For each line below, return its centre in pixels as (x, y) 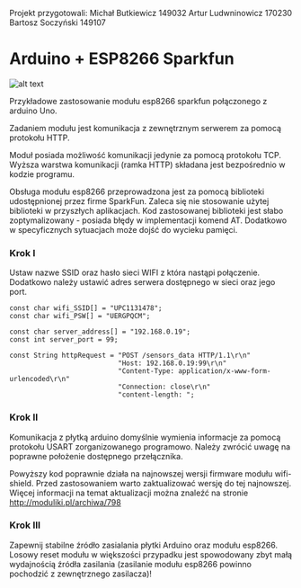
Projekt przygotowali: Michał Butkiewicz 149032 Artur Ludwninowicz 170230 (151, 13)
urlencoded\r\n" (40, 379)
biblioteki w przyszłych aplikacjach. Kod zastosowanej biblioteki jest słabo (146, 210)
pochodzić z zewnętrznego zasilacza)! (81, 574)
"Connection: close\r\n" (164, 387)
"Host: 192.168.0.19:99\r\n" (173, 363)
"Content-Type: (146, 371)
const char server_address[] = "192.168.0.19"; (100, 332)
